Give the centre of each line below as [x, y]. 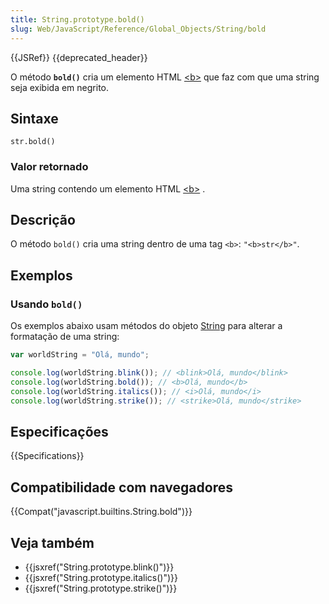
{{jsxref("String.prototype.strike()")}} [101, 588]
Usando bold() [46, 304]
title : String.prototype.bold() [77, 19]
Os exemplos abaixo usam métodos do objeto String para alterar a [146, 326]
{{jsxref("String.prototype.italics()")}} [101, 577]
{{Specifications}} [47, 456]
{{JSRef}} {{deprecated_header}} [79, 57]
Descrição [43, 220]
